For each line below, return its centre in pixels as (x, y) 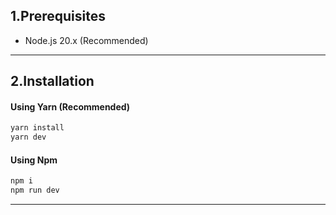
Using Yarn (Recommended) (70, 106)
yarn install (37, 128)
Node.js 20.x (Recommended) (86, 40)
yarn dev (28, 137)
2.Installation (52, 81)
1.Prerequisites (58, 16)
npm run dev (35, 190)
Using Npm (34, 160)
